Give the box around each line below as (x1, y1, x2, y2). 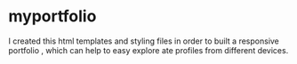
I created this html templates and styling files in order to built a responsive (8, 36, 279, 46)
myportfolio (8, 6, 97, 27)
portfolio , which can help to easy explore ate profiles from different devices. (8, 44, 289, 55)
